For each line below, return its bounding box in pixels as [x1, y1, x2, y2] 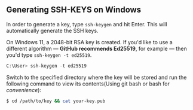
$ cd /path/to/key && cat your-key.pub [6, 98, 106, 104]
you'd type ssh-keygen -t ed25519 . [6, 51, 92, 59]
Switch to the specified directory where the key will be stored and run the [6, 74, 187, 81]
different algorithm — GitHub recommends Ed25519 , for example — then [6, 45, 187, 52]
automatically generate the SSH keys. [6, 27, 99, 34]
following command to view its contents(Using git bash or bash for [6, 80, 170, 87]
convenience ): [6, 86, 42, 93]
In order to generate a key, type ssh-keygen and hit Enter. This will [6, 20, 167, 27]
